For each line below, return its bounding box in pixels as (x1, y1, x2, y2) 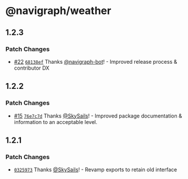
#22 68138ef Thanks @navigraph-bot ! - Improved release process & (13, 58, 177, 65)
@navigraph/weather (5, 4, 112, 18)
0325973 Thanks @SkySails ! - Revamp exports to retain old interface (13, 166, 177, 173)
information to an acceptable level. (13, 118, 98, 125)
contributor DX (13, 64, 50, 71)
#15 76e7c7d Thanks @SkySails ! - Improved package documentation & (13, 112, 182, 119)
